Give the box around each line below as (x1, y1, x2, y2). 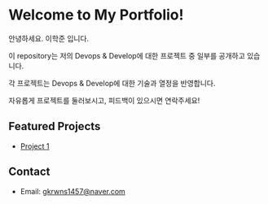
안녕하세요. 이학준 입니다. (8, 33, 90, 43)
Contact (8, 165, 51, 179)
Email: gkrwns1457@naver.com (20, 186, 126, 196)
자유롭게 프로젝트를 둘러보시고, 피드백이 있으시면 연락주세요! (8, 95, 200, 105)
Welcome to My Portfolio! (8, 6, 184, 24)
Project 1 (20, 141, 50, 151)
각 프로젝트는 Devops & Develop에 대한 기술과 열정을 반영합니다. (8, 78, 216, 88)
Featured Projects (8, 119, 101, 133)
